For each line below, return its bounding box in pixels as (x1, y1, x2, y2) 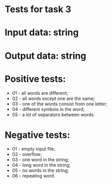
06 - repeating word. (12, 173, 55, 179)
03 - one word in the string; (12, 157, 69, 163)
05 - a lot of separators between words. (12, 112, 95, 118)
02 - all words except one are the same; (12, 95, 95, 101)
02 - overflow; (12, 151, 42, 158)
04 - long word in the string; (12, 162, 71, 168)
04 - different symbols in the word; (12, 106, 85, 112)
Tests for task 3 (5, 4, 72, 15)
